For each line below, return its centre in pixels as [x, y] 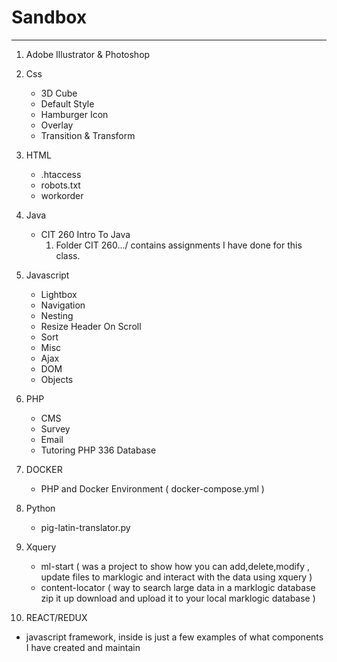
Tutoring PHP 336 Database [98, 450]
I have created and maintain [83, 647]
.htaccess [61, 174]
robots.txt [60, 185]
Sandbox [49, 17]
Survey [55, 428]
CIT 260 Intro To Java [85, 234]
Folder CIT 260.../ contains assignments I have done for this [179, 245]
